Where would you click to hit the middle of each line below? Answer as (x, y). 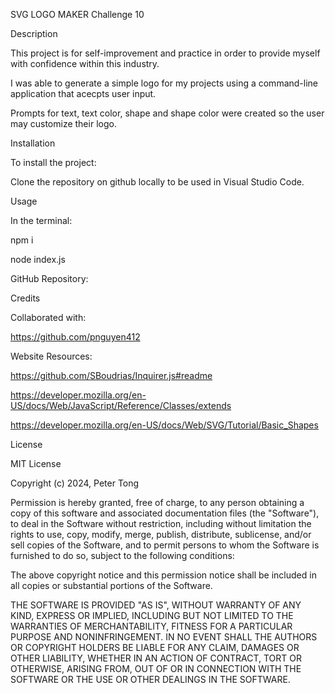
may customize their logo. (63, 123)
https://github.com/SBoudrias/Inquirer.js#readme (111, 375)
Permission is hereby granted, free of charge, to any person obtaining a (157, 502)
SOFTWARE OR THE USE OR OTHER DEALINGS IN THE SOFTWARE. (150, 679)
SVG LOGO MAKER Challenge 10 (77, 14)
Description (34, 33)
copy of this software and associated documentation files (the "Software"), (165, 513)
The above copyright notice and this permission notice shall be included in (163, 575)
